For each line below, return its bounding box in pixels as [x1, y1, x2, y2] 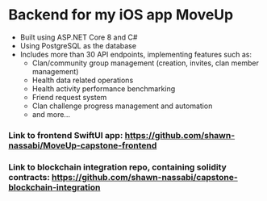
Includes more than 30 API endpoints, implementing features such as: [19, 49, 252, 59]
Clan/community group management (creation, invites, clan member [31, 58, 260, 68]
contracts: [8, 171, 50, 182]
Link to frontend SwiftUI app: [8, 129, 123, 140]
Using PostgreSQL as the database [19, 40, 137, 50]
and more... [31, 109, 71, 119]
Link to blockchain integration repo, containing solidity [8, 161, 227, 173]
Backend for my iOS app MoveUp [8, 6, 234, 24]
